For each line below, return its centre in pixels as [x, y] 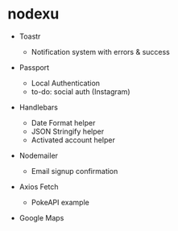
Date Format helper [63, 122]
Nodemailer [38, 155]
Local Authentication [66, 83]
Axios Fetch [39, 187]
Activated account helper [73, 140]
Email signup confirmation [75, 171]
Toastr [30, 36]
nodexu [33, 14]
